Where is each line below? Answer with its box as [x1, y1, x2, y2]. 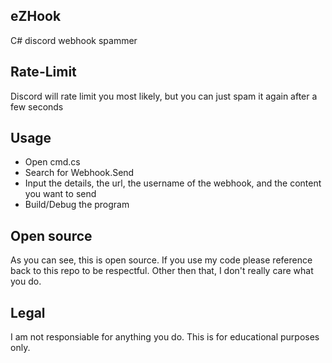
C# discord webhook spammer [10, 34, 138, 46]
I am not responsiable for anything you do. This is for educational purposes [10, 331, 320, 343]
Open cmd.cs [24, 156, 81, 168]
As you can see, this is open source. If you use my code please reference [10, 254, 313, 266]
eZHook [10, 8, 62, 25]
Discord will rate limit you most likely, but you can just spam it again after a [10, 90, 318, 102]
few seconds [10, 100, 64, 113]
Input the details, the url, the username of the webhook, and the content [24, 177, 322, 189]
